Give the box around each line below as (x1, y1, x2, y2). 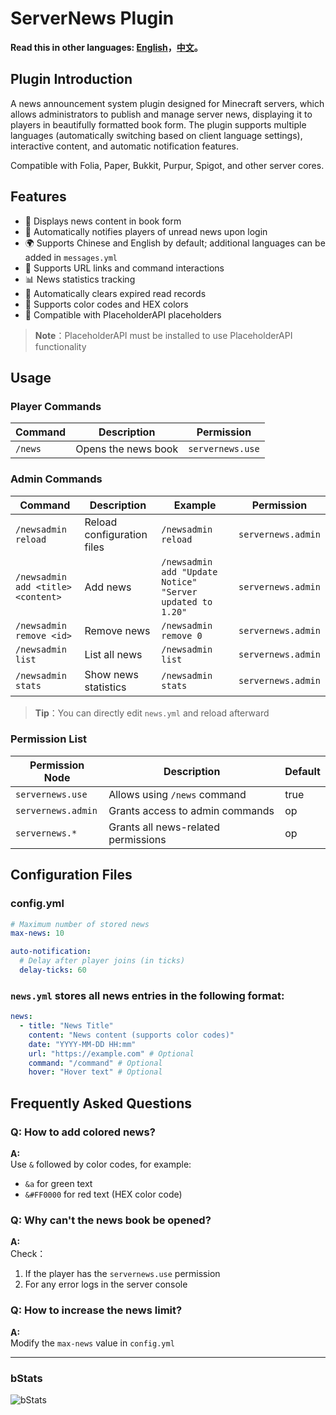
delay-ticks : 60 (19, 965, 87, 976)
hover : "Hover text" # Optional (28, 1067, 163, 1077)
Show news (84, 667, 139, 681)
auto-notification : (10, 947, 92, 957)
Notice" (161, 576, 198, 587)
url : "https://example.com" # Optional (28, 1048, 195, 1059)
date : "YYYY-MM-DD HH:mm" (28, 1039, 137, 1049)
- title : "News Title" (19, 1021, 114, 1031)
